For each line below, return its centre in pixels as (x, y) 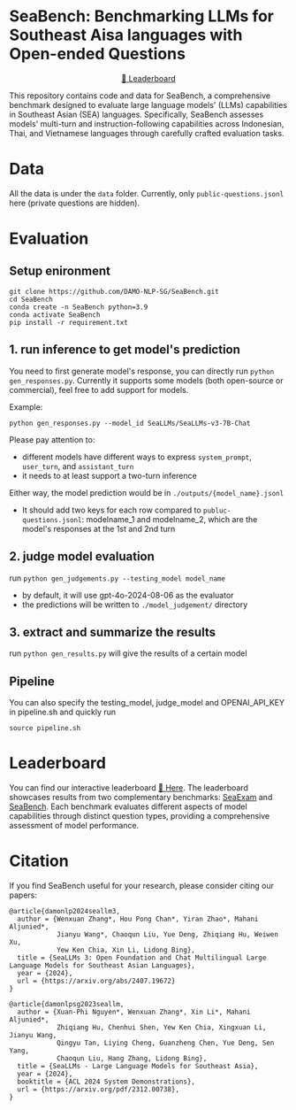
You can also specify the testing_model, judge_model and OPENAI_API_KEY (147, 703)
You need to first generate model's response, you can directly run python (142, 371)
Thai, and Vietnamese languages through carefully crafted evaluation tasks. (147, 133)
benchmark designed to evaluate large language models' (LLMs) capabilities (148, 104)
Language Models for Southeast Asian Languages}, (102, 966)
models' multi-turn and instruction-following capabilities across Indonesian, (147, 123)
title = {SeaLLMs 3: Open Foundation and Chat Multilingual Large (142, 958)
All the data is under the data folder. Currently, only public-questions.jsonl (147, 193)
